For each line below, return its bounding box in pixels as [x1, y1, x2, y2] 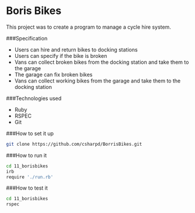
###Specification [6, 35, 48, 42]
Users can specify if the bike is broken [14, 52, 107, 59]
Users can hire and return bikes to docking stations [14, 46, 138, 53]
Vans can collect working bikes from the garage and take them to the [14, 77, 181, 84]
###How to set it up [6, 130, 54, 137]
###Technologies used [6, 95, 62, 102]
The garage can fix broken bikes [14, 71, 93, 78]
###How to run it [6, 152, 47, 159]
